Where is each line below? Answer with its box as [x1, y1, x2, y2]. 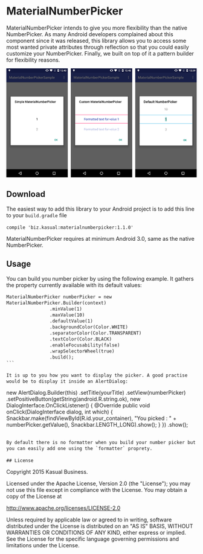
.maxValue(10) [49, 312, 85, 318]
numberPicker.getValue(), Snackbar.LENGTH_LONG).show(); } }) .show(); [6, 421, 188, 428]
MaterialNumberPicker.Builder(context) [6, 300, 107, 306]
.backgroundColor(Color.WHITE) [49, 324, 129, 330]
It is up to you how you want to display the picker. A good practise [6, 372, 188, 378]
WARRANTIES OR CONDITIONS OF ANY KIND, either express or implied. [6, 529, 186, 536]
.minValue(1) [49, 306, 83, 312]
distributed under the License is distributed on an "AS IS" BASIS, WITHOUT [6, 522, 193, 529]
